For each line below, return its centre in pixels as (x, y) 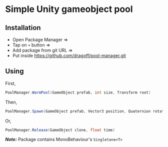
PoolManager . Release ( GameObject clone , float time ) (60, 130)
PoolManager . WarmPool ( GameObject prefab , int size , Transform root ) (78, 92)
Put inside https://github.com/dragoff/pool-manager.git (69, 55)
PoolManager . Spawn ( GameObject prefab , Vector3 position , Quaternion (78, 111)
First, (10, 83)
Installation (23, 28)
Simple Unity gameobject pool (69, 9)
